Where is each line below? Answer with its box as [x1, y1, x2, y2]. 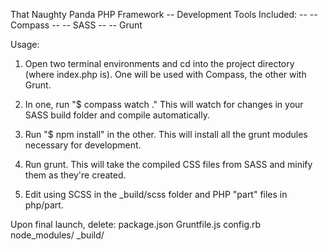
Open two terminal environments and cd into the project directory [24, 58, 295, 69]
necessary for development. [24, 139, 142, 151]
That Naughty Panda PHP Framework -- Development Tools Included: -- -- [10, 9, 318, 20]
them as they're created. [24, 169, 127, 181]
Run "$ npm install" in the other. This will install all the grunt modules [24, 129, 308, 140]
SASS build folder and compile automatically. [24, 109, 210, 121]
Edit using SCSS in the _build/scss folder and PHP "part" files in [24, 189, 288, 200]
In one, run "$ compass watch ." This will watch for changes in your [24, 99, 304, 110]
